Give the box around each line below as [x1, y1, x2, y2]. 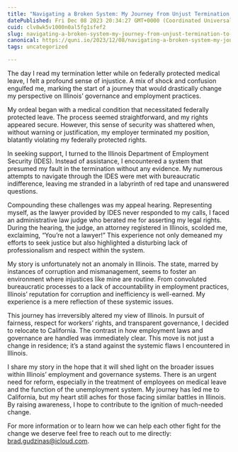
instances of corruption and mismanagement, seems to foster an [7, 268, 196, 275]
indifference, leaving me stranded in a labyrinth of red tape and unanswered [7, 180, 229, 188]
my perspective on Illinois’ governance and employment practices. [7, 92, 202, 100]
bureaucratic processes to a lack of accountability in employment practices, [7, 282, 229, 291]
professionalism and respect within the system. [7, 246, 145, 254]
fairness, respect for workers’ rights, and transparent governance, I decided [7, 319, 229, 327]
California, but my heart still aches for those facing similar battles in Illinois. [7, 393, 227, 401]
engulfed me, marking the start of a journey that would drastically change [7, 84, 222, 92]
